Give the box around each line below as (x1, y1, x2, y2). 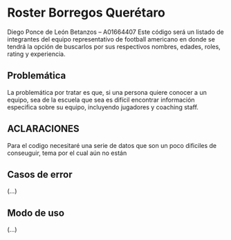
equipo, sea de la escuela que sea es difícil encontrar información (7, 95, 195, 104)
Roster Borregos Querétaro (7, 5, 166, 21)
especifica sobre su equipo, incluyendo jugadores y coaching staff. (7, 102, 199, 111)
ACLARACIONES (7, 123, 80, 135)
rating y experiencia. (7, 50, 66, 58)
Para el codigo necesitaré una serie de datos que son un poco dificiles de (7, 141, 216, 149)
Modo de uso (7, 207, 64, 219)
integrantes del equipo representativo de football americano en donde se (7, 35, 216, 43)
